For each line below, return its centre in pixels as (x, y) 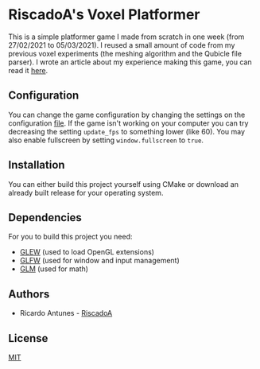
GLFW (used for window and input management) (100, 261)
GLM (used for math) (54, 269)
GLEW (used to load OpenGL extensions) (87, 252)
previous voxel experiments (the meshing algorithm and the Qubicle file (125, 53)
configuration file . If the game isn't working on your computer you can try (128, 123)
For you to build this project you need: (70, 237)
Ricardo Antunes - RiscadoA (66, 313)
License (28, 338)
